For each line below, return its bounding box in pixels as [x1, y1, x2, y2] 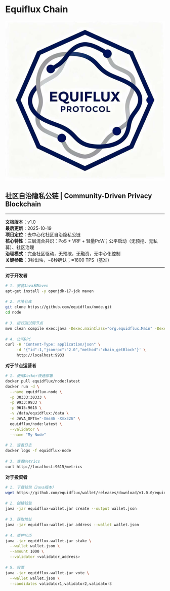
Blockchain [5, 200, 41, 208]
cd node [5, 310, 22, 315]
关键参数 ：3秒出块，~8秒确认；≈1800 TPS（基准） [5, 257, 112, 263]
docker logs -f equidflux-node [5, 448, 71, 454]
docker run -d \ [5, 384, 39, 389]
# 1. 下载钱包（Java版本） [5, 484, 56, 490]
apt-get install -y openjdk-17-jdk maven [5, 288, 94, 294]
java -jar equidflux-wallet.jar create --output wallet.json [5, 506, 137, 511]
